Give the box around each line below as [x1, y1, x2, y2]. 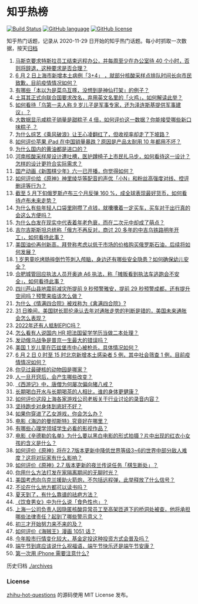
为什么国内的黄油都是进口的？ [15, 145, 88, 152]
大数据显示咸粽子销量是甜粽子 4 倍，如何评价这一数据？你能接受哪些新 [15, 116, 187, 123]
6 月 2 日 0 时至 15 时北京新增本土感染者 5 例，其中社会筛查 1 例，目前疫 [15, 351, 190, 358]
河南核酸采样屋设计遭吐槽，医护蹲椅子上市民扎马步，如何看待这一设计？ [15, 152, 190, 159]
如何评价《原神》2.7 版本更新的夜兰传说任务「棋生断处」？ [15, 461, 159, 468]
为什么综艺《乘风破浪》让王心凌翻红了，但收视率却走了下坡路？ [15, 131, 170, 138]
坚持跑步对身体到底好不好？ [15, 402, 83, 409]
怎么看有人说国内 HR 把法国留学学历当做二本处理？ [15, 329, 139, 336]
